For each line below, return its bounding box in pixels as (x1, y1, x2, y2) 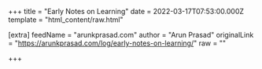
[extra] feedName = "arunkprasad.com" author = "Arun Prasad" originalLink (8, 31, 254, 39)
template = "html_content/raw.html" (8, 15, 124, 24)
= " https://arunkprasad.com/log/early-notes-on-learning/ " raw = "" (8, 38, 227, 48)
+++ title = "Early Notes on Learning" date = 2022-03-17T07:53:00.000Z (8, 7, 245, 16)
